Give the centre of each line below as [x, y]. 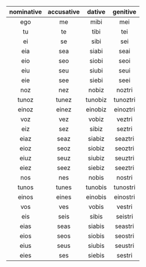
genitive [124, 12]
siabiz [96, 139]
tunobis [96, 187]
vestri [124, 207]
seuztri [124, 158]
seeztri [124, 168]
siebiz [96, 168]
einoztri [125, 109]
